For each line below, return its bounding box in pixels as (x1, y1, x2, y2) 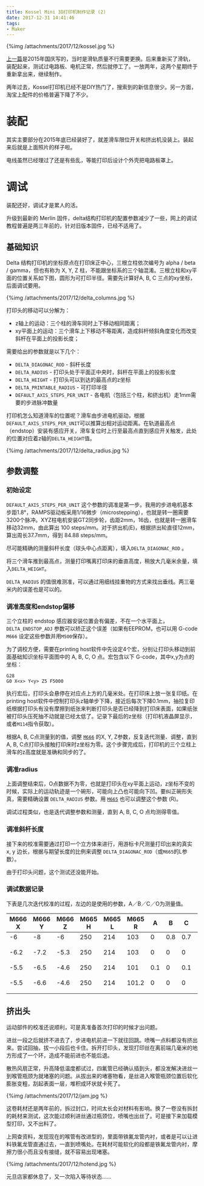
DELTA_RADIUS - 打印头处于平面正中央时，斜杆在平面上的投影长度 (15, 368, 176, 376)
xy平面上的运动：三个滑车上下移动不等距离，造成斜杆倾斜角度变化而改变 (15, 327, 197, 334)
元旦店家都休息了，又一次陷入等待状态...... (6, 1173, 112, 1180)
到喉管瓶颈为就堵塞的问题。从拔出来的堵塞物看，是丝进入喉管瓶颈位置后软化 (6, 1072, 198, 1079)
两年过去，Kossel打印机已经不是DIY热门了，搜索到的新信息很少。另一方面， (6, 84, 197, 91)
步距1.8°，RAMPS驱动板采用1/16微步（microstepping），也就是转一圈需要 (6, 509, 189, 516)
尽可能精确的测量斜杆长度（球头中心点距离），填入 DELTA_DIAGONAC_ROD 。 (6, 544, 187, 552)
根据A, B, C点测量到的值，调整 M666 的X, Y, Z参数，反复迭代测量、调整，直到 (6, 733, 197, 740)
